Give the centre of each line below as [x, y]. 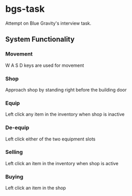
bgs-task [25, 9]
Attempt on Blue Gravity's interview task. [48, 23]
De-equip [17, 128]
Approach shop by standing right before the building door [66, 90]
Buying [14, 176]
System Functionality [40, 39]
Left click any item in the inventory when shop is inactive [65, 114]
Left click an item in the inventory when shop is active [62, 163]
